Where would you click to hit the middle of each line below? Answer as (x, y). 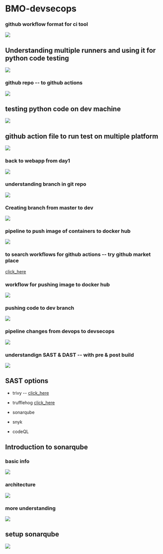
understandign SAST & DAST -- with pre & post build (70, 355)
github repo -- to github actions (44, 83)
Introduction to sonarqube (46, 447)
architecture (20, 485)
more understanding (31, 508)
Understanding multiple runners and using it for (81, 50)
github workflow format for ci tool (47, 24)
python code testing (37, 58)
